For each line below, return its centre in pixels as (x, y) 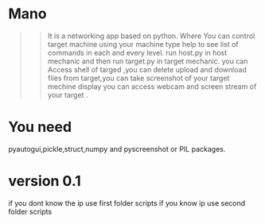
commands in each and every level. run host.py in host (137, 52)
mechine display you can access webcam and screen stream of (152, 86)
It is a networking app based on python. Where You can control (151, 36)
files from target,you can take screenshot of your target (138, 78)
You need (40, 127)
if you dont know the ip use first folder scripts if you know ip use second (127, 203)
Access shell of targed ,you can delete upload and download (147, 69)
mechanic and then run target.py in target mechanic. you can (148, 61)
